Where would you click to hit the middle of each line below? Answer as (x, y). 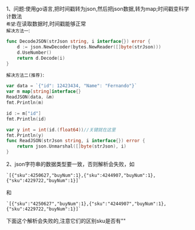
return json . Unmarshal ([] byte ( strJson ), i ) (72, 146)
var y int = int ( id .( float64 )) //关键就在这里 (61, 130)
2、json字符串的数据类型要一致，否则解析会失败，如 (70, 164)
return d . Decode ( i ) (41, 58)
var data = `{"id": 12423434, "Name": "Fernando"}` (72, 86)
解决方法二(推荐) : (25, 75)
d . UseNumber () (34, 53)
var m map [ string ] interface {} (44, 91)
